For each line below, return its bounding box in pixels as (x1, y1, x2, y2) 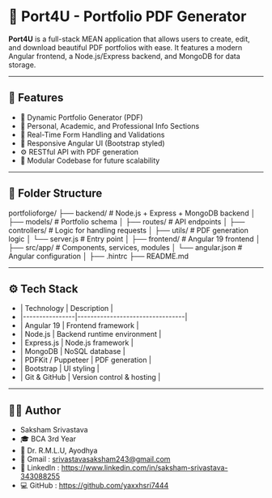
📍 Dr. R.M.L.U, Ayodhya (19, 445, 98, 456)
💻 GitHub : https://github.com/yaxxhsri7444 (19, 481, 169, 491)
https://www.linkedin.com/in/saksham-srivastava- (61, 463, 228, 473)
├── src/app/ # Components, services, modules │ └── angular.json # (8, 242, 243, 252)
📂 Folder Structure (8, 186, 103, 201)
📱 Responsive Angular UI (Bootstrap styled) (19, 138, 165, 148)
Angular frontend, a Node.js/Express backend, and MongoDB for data (8, 51, 240, 61)
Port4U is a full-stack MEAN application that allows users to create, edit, (8, 34, 251, 44)
